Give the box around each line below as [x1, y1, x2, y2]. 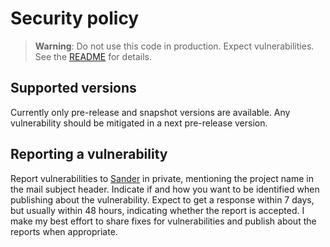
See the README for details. [34, 50, 153, 62]
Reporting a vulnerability [10, 146, 168, 163]
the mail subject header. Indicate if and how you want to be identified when [10, 183, 320, 195]
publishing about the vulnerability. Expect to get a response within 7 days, [10, 193, 315, 206]
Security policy [10, 7, 140, 30]
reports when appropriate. [10, 225, 118, 237]
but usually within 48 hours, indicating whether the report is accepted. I [10, 204, 305, 216]
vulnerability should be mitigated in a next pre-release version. [10, 117, 268, 129]
